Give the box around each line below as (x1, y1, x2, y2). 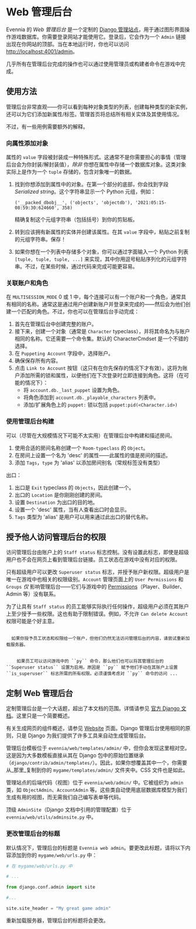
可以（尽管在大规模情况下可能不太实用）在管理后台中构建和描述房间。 (6, 432, 176, 439)
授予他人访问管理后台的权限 (6, 532, 106, 542)
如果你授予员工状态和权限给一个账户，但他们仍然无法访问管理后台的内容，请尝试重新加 (11, 636, 190, 641)
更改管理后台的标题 (6, 830, 60, 838)
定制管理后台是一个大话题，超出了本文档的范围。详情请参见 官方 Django (6, 705, 180, 712)
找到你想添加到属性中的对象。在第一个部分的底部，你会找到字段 (14, 181, 169, 188)
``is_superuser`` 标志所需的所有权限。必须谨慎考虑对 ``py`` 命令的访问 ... (6, 671, 178, 677)
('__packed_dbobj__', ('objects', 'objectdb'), (14, 200, 133, 206)
